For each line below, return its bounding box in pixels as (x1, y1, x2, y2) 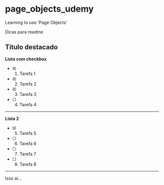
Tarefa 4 (19, 101, 37, 108)
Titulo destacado (5, 43, 58, 52)
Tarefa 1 (19, 71, 36, 76)
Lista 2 (5, 115, 20, 121)
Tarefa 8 (19, 161, 37, 167)
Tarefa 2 (19, 81, 37, 87)
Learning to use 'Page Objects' (5, 19, 67, 25)
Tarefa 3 (19, 91, 37, 97)
